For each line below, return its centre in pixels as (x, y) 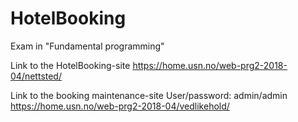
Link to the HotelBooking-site (70, 65)
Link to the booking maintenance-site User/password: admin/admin (149, 95)
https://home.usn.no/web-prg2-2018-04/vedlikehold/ (120, 106)
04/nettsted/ (36, 76)
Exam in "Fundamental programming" (87, 46)
